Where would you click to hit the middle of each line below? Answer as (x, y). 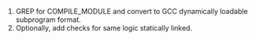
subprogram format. (48, 20)
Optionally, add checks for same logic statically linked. (104, 28)
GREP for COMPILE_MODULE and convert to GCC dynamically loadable (132, 11)
